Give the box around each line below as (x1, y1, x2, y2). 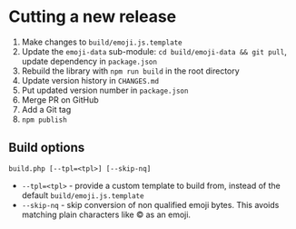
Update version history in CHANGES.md (21, 75, 160, 85)
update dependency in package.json (21, 55, 158, 66)
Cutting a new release (8, 6, 177, 27)
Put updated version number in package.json (21, 85, 189, 95)
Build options (8, 140, 85, 155)
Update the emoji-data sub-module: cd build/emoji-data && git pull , (21, 45, 287, 56)
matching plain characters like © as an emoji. (21, 209, 192, 220)
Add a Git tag (21, 104, 72, 114)
